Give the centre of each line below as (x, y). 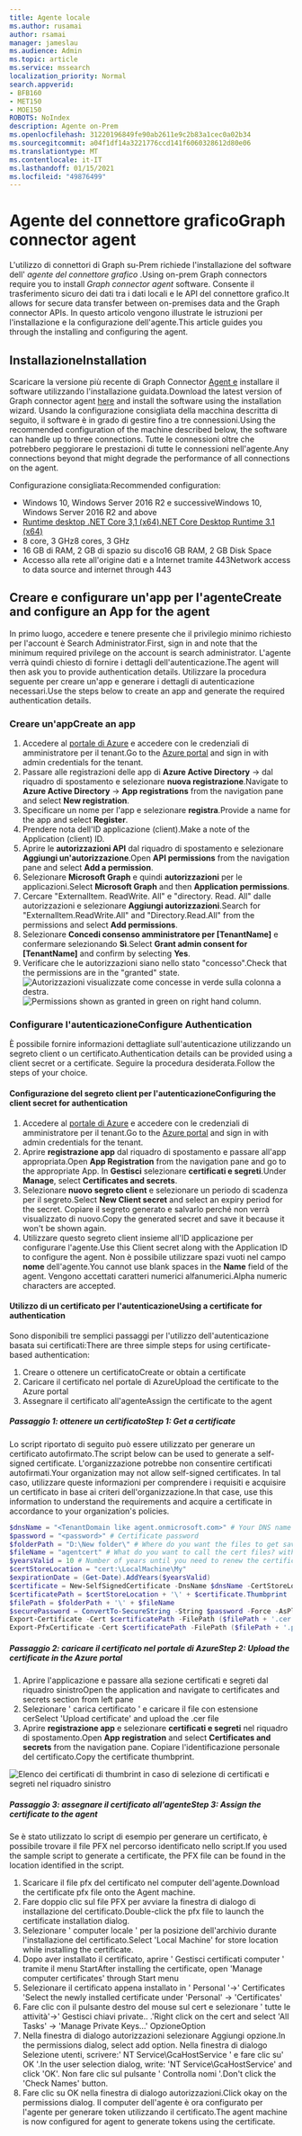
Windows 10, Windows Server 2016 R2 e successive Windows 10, (142, 503)
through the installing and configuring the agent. (99, 332)
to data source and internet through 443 (97, 569)
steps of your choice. (49, 1073)
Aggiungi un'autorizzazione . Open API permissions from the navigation (156, 858)
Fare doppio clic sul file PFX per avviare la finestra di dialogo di (139, 1902)
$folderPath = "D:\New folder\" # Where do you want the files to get (144, 1544)
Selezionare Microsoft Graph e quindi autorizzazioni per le (132, 877)
